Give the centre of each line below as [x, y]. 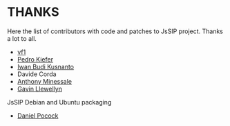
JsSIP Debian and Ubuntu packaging [59, 102]
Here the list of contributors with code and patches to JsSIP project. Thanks [115, 31]
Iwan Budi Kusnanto [46, 66]
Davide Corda [37, 74]
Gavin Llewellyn [39, 89]
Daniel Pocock [38, 116]
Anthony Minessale [45, 81]
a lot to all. [22, 38]
